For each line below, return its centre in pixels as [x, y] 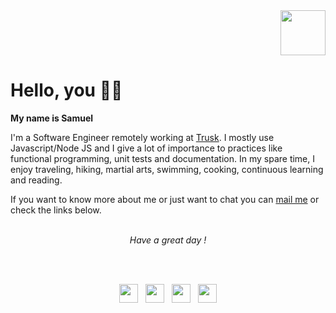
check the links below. [56, 210]
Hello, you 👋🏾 [66, 90]
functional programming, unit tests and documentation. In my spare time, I [163, 158]
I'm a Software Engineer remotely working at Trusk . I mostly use [142, 137]
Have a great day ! [168, 240]
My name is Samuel [52, 118]
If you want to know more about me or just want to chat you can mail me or [165, 199]
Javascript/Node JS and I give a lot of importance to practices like [146, 148]
